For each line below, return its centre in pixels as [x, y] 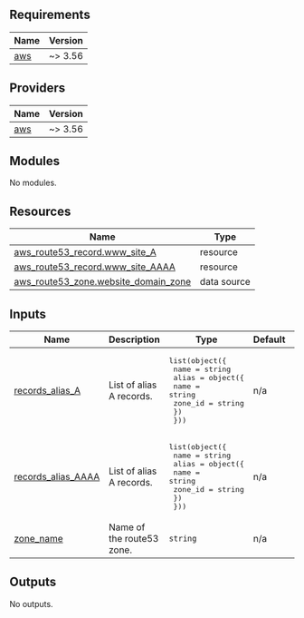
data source [225, 282]
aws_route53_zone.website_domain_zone [103, 282]
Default [269, 339]
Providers [38, 88]
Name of [127, 527]
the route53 [133, 539]
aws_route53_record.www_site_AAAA [95, 267]
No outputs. [31, 603]
